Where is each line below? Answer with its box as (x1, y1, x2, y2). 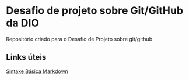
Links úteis (6, 52, 47, 62)
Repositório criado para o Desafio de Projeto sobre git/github (6, 35, 153, 42)
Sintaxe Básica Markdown (6, 68, 69, 75)
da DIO (6, 16, 40, 30)
